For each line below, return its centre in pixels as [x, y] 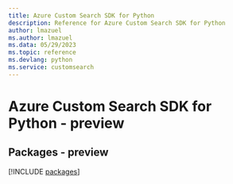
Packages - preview [58, 153]
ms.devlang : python [41, 60]
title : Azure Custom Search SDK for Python [82, 15]
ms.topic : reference [43, 52]
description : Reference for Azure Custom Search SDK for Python [117, 23]
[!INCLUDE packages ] [44, 171]
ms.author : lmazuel [41, 38]
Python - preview [66, 123]
